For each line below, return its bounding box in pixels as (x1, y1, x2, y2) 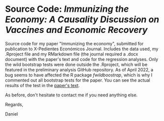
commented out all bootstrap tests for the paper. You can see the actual (5, 77, 151, 83)
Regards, (5, 101, 24, 107)
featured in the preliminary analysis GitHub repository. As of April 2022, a (5, 66, 154, 72)
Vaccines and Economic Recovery (5, 25, 148, 35)
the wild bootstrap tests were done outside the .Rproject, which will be (5, 61, 148, 67)
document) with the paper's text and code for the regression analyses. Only (5, 56, 159, 62)
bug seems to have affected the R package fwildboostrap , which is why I (5, 72, 153, 78)
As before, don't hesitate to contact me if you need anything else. (5, 92, 138, 98)
